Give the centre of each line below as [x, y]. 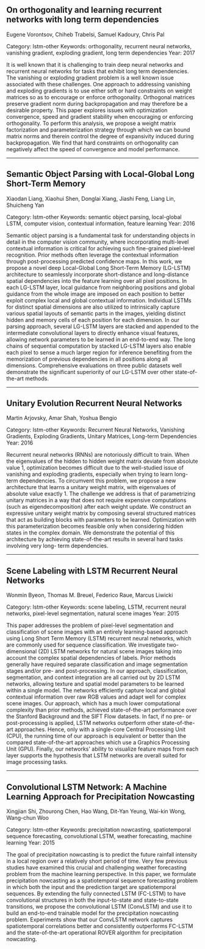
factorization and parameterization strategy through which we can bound [98, 129]
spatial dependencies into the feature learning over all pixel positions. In [97, 280]
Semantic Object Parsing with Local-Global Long [100, 174]
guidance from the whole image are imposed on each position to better [95, 294]
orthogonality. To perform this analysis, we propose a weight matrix [91, 123]
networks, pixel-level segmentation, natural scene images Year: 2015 [93, 613]
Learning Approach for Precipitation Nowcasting [101, 796]
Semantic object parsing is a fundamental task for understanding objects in [101, 235]
